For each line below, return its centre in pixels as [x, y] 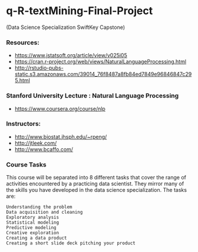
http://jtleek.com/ [36, 143]
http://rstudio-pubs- [39, 68]
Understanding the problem [39, 207]
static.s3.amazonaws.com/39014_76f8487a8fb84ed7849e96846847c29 [103, 74]
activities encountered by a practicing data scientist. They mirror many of [95, 184]
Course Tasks [26, 165]
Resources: [23, 42]
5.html [22, 80]
